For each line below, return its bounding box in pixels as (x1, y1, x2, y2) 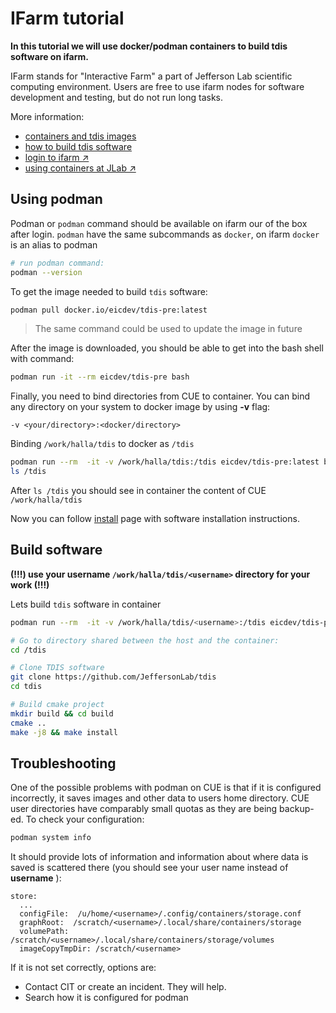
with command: (10, 353, 75, 365)
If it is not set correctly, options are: (10, 962, 157, 974)
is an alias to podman (10, 238, 98, 251)
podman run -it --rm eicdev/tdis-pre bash (10, 372, 190, 382)
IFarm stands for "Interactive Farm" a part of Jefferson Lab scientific (10, 70, 293, 82)
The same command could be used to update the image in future (34, 323, 303, 335)
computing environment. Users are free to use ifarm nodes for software (10, 80, 305, 92)
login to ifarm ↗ (24, 151, 90, 163)
